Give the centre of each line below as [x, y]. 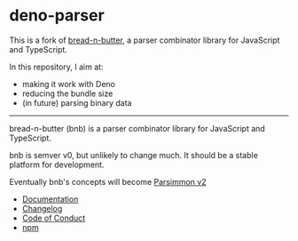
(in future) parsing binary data [77, 102]
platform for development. [57, 165]
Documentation [50, 199]
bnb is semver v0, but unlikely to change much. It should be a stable [134, 155]
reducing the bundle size [67, 93]
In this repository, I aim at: [56, 67]
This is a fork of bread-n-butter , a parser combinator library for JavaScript [145, 40]
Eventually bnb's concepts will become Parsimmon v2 [108, 181]
